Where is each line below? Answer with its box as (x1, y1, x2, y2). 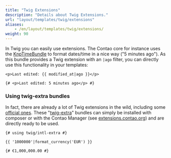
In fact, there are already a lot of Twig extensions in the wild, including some (5, 104, 166, 110)
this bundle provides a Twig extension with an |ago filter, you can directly (5, 56, 159, 62)
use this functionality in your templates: (5, 62, 88, 68)
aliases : (5, 22, 24, 27)
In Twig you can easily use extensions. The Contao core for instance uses (5, 46, 161, 51)
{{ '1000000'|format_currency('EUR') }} (5, 140, 93, 145)
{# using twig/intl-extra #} (5, 130, 67, 136)
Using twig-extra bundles (5, 92, 70, 100)
